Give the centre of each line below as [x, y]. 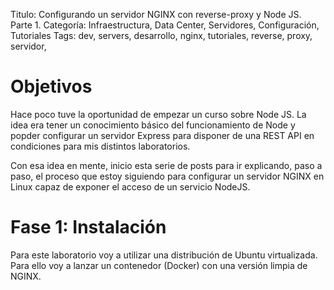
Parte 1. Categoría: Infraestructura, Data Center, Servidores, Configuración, [165, 25]
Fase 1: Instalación [88, 227]
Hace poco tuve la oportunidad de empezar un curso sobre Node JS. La [158, 114]
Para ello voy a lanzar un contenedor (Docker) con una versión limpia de [159, 265]
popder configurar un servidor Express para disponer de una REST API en [162, 135]
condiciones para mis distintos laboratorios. [100, 146]
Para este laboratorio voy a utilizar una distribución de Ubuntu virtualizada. [164, 255]
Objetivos [51, 86]
